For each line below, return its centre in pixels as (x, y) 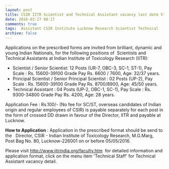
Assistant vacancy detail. (31, 161)
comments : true (21, 24)
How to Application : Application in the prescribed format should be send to (84, 130)
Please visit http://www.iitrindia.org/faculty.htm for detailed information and (84, 151)
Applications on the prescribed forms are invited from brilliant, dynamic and (83, 48)
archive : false (21, 33)
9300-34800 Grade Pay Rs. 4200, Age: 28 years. (64, 95)
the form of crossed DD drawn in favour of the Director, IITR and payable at (83, 115)
